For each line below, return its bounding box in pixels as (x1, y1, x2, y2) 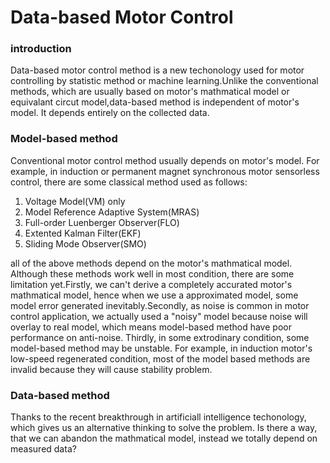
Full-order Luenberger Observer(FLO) (24, 216, 180, 228)
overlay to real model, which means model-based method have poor (10, 321, 292, 333)
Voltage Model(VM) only (24, 195, 126, 207)
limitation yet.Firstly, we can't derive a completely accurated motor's (10, 278, 293, 290)
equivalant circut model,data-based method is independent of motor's (10, 96, 300, 108)
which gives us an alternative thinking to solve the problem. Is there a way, (10, 422, 318, 434)
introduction (10, 42, 72, 56)
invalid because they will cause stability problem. (10, 363, 213, 375)
